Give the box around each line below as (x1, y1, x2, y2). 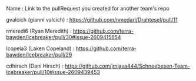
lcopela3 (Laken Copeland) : (6, 45, 75, 52)
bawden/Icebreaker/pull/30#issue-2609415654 (6, 34, 122, 40)
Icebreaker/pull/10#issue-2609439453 (6, 69, 100, 75)
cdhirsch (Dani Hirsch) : (6, 62, 64, 69)
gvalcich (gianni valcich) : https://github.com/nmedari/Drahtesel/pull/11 (6, 16, 178, 23)
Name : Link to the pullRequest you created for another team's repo (6, 5, 170, 12)
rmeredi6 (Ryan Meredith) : (6, 27, 72, 34)
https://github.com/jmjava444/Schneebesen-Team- (64, 62, 190, 69)
